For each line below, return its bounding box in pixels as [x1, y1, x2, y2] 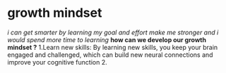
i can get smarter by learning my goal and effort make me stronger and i [7, 28, 219, 36]
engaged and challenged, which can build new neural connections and [7, 51, 213, 59]
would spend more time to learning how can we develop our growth [7, 35, 207, 44]
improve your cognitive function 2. [7, 58, 107, 66]
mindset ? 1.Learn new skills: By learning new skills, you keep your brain [7, 43, 218, 51]
